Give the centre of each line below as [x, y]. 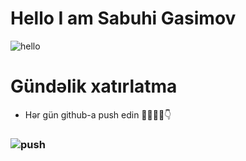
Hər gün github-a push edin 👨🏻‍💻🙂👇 [98, 114]
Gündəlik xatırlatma [94, 86]
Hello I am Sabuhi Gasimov [123, 18]
